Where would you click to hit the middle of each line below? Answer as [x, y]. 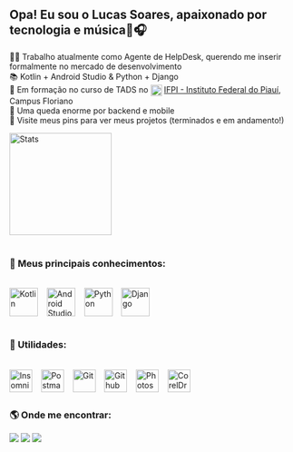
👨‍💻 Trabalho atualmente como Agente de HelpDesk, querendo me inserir [146, 56]
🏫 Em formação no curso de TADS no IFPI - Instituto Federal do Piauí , [145, 89]
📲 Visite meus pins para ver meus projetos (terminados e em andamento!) [147, 120]
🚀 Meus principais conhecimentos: [88, 263]
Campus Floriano [41, 101]
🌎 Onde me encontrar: [60, 415]
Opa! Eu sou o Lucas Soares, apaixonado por [138, 15]
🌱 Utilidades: [38, 345]
